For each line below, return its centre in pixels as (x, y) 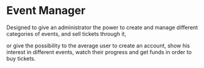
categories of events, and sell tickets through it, (66, 33)
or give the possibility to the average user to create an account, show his (98, 46)
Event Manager (46, 11)
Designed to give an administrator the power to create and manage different (102, 27)
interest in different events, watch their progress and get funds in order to (99, 52)
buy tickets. (21, 58)
